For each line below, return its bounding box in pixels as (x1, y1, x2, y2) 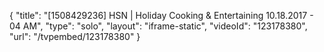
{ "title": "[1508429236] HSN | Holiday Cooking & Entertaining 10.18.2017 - (9, 10, 314, 21)
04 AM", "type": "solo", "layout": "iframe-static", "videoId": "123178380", (9, 20, 308, 32)
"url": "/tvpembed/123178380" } (9, 31, 141, 42)
